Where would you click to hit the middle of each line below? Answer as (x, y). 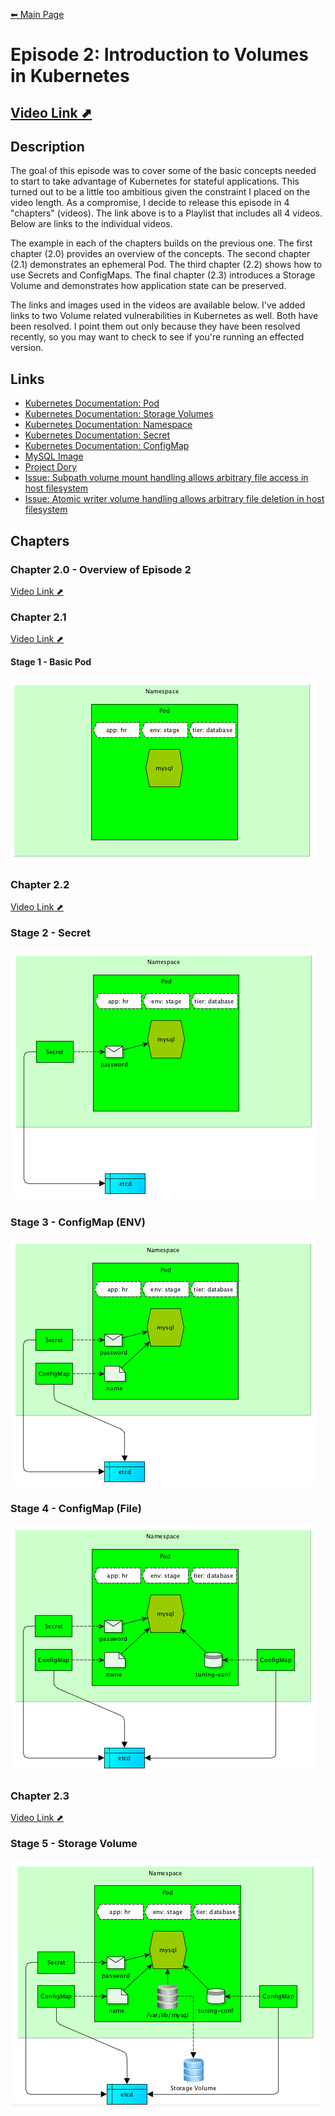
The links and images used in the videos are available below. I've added (158, 305)
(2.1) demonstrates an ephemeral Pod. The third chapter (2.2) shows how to (166, 265)
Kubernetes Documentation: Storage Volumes (119, 414)
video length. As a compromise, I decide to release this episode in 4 (150, 203)
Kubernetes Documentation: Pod (92, 403)
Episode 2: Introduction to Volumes (159, 55)
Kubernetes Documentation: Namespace (108, 425)
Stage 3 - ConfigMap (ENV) (78, 1222)
